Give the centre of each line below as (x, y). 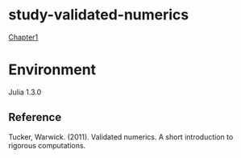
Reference (35, 117)
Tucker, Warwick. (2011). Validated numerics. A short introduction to (121, 137)
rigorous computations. (47, 145)
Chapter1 (23, 37)
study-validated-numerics (99, 15)
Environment (52, 70)
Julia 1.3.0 (25, 92)
